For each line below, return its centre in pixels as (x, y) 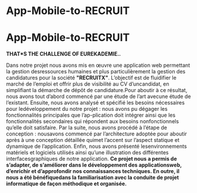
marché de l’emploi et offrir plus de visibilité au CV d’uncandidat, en (88, 84)
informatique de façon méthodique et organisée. (67, 184)
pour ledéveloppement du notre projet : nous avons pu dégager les (87, 109)
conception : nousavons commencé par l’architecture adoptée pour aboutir (97, 134)
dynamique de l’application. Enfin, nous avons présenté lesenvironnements (96, 146)
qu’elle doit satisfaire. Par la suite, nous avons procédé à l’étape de (86, 128)
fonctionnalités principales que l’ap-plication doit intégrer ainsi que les (91, 115)
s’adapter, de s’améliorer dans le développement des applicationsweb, (94, 165)
